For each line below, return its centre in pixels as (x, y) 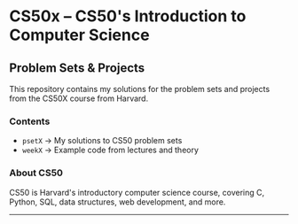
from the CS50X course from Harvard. (79, 98)
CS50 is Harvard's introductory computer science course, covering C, (137, 192)
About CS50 (36, 173)
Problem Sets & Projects (77, 68)
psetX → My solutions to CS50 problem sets (102, 141)
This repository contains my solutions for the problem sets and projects (140, 89)
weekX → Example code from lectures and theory (110, 150)
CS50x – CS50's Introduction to (128, 16)
